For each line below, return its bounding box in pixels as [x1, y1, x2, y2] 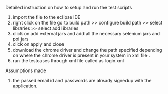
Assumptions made [5, 67, 46, 74]
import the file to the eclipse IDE [12, 14, 81, 20]
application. [12, 83, 38, 89]
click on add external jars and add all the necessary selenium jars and [12, 31, 160, 36]
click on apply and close [12, 41, 65, 48]
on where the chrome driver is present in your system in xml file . [12, 52, 150, 58]
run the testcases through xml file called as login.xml [12, 58, 124, 63]
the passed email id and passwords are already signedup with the [12, 78, 152, 83]
